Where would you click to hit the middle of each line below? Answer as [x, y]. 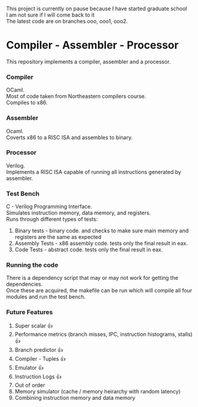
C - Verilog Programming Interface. [49, 207]
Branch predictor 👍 [39, 349]
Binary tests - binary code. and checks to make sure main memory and [102, 231]
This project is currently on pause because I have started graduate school [97, 9]
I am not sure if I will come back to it [51, 15]
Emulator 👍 [29, 367]
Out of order [30, 385]
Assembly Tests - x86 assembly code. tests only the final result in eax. [101, 244]
